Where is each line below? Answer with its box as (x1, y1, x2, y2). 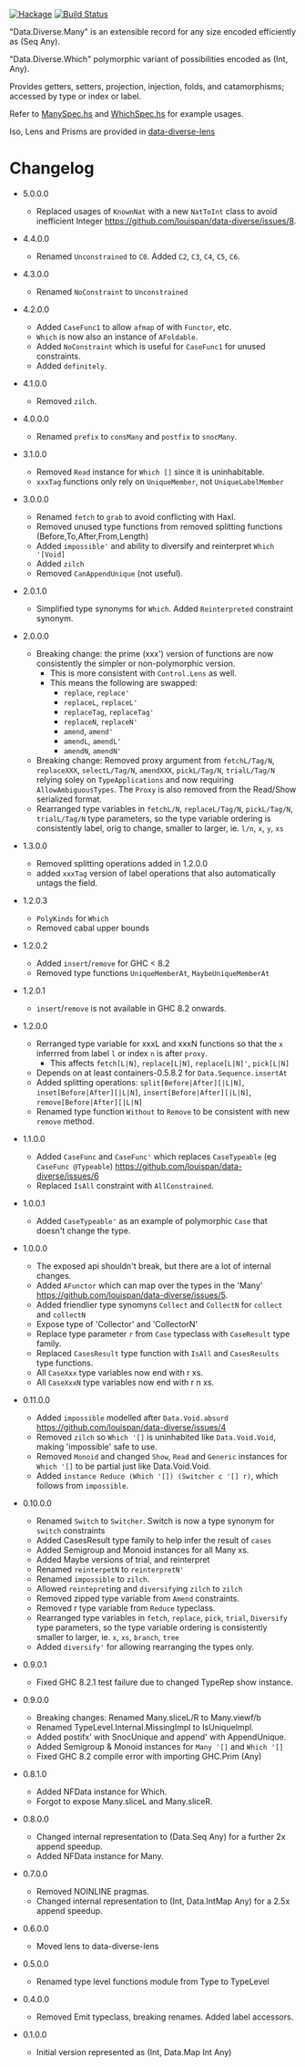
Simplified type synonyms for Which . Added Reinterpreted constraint (36, 603, 294, 614)
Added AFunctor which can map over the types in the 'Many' (36, 1280, 263, 1291)
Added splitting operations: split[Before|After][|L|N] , (36, 1076, 245, 1087)
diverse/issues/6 (36, 1170, 99, 1181)
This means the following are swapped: (49, 677, 198, 688)
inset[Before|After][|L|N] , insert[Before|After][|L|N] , (36, 1086, 252, 1097)
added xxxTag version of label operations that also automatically (36, 867, 276, 878)
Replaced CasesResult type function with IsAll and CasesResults (36, 1347, 280, 1358)
